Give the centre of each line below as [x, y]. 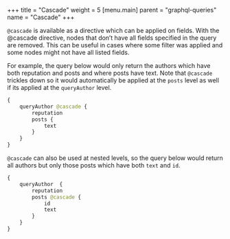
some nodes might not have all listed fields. [68, 52]
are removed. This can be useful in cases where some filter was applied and [115, 45]
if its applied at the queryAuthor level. [59, 88]
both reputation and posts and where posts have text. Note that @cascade [110, 73]
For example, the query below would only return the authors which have [109, 66]
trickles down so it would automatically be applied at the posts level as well [113, 80]
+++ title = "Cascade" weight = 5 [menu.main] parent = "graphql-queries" [112, 10]
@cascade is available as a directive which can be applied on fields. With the [113, 31]
